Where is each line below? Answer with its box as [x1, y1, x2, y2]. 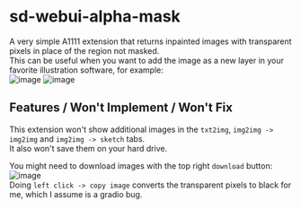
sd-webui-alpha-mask [9, 6, 181, 27]
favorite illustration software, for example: [9, 65, 164, 75]
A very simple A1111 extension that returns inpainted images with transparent [9, 36, 292, 47]
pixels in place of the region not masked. [9, 45, 160, 56]
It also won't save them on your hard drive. [9, 143, 168, 153]
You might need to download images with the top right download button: [9, 160, 273, 171]
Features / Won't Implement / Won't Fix [9, 100, 234, 116]
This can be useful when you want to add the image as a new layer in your [9, 55, 285, 65]
